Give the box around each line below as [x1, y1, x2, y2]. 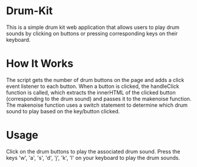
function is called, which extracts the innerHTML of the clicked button [6, 89, 176, 96]
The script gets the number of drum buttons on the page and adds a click [6, 76, 185, 83]
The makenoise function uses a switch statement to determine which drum [6, 101, 188, 109]
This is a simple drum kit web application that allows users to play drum [6, 24, 180, 31]
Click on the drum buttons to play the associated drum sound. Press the [6, 148, 181, 155]
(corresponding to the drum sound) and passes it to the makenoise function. [6, 95, 192, 102]
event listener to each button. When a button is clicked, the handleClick [6, 83, 179, 90]
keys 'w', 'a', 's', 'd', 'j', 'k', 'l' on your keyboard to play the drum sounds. [6, 154, 180, 161]
